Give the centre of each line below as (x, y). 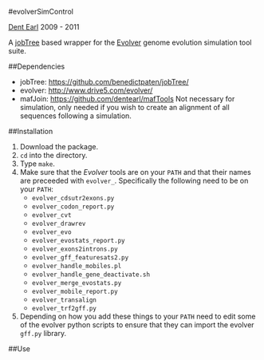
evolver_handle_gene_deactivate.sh (91, 275)
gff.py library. (43, 333)
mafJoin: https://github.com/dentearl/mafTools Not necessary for (127, 99)
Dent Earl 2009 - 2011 (44, 27)
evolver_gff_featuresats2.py (80, 258)
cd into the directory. (53, 155)
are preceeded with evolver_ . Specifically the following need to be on (134, 180)
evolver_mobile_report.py (75, 291)
